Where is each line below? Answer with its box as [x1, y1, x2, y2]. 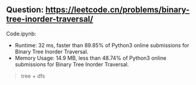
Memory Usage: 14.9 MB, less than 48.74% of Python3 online [14, 54, 167, 62]
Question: [6, 5, 44, 15]
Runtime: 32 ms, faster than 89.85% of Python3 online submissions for [14, 41, 189, 48]
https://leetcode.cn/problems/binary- [45, 5, 190, 15]
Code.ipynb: [6, 30, 36, 37]
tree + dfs [20, 72, 45, 80]
